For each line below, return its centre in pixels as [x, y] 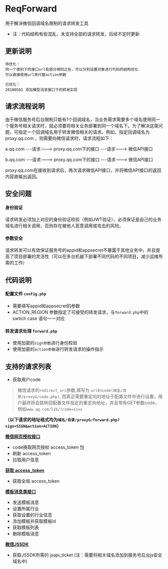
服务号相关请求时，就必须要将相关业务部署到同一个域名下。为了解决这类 [84, 125]
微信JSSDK [17, 544]
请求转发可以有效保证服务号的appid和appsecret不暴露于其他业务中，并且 [80, 250]
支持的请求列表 [28, 366]
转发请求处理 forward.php [31, 331]
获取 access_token [25, 470]
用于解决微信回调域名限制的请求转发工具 [47, 23]
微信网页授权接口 [23, 436]
